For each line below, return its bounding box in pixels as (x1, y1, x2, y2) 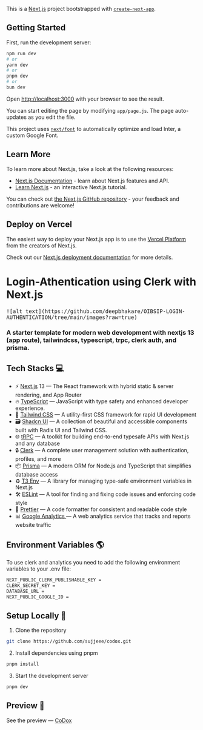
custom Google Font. (6, 132, 59, 139)
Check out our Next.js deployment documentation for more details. (6, 253, 173, 261)
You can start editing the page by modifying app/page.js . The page (6, 107, 174, 114)
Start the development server (15, 672, 89, 680)
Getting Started (6, 22, 66, 33)
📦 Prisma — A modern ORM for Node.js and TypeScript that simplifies (15, 462, 192, 469)
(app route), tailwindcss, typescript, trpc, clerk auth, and (6, 336, 177, 344)
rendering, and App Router (15, 391, 82, 399)
